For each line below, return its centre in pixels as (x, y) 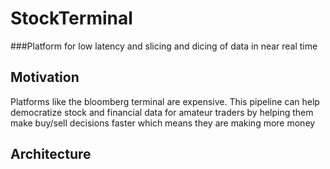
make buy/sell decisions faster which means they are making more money (163, 123)
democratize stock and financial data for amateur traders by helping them (162, 112)
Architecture (51, 154)
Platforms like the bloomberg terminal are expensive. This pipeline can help (165, 101)
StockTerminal (71, 18)
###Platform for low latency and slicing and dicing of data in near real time (164, 46)
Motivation (45, 77)
